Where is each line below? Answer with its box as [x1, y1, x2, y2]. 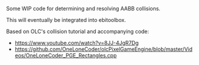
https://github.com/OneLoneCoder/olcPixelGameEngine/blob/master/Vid [14, 45, 193, 53]
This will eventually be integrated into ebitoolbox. [6, 17, 127, 23]
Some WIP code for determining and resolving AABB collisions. [6, 5, 160, 12]
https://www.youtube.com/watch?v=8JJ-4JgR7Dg [14, 40, 139, 46]
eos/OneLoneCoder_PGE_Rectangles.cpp [14, 52, 117, 58]
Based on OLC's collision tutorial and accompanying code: [6, 28, 150, 35]
